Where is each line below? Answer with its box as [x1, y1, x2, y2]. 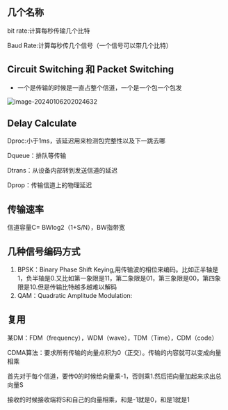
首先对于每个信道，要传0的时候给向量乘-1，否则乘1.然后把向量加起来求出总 [7, 372, 222, 380]
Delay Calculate [7, 118, 77, 129]
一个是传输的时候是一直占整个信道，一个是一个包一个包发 [17, 83, 182, 92]
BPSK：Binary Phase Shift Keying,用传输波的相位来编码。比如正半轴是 [17, 265, 219, 274]
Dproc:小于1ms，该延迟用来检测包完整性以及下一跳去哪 [7, 136, 165, 145]
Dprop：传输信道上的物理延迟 [7, 181, 92, 189]
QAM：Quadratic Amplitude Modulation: [17, 292, 133, 300]
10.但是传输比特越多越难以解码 [29, 283, 117, 291]
